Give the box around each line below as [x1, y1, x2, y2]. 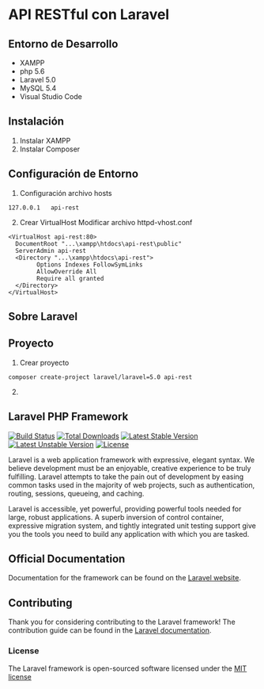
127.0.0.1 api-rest [8, 204, 80, 212]
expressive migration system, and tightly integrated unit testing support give [8, 521, 257, 530]
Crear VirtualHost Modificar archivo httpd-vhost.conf [19, 217, 193, 227]
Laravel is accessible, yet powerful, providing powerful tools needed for [8, 503, 242, 513]
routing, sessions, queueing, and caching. [8, 488, 145, 498]
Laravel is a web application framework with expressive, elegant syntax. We [8, 454, 255, 465]
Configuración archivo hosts [19, 188, 112, 197]
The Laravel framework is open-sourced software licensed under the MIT [8, 664, 247, 673]
